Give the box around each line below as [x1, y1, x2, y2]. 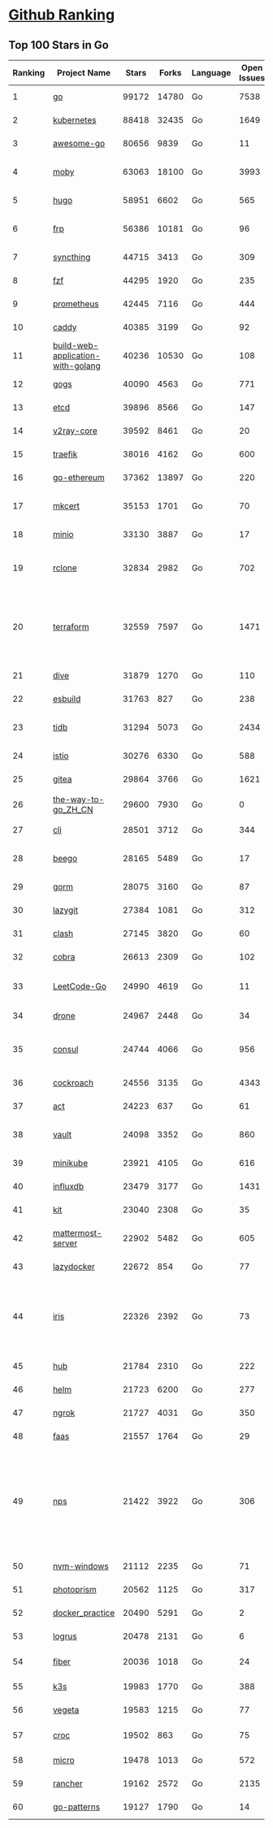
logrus [52, 1631, 77, 1642]
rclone [52, 562, 77, 574]
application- [52, 350, 101, 361]
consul [52, 1044, 79, 1055]
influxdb [52, 1180, 84, 1192]
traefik [52, 448, 78, 460]
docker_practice [52, 1607, 115, 1618]
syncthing [52, 252, 91, 262]
